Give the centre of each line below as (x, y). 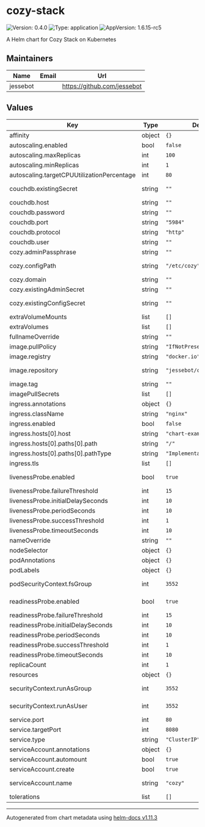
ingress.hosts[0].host (40, 433)
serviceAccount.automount (48, 759)
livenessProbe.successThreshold (57, 521)
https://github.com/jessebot (102, 86)
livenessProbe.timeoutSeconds (54, 530)
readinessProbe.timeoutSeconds (56, 655)
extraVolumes (29, 327)
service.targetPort (35, 729)
